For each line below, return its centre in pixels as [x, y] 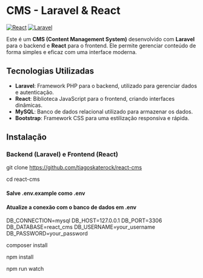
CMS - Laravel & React [63, 11]
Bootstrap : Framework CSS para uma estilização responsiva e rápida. [102, 118]
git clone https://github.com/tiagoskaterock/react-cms [74, 168]
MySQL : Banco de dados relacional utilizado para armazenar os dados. [104, 111]
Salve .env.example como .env [46, 193]
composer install [27, 245]
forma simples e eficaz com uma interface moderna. [72, 52]
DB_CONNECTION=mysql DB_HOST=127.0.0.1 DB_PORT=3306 [84, 221]
